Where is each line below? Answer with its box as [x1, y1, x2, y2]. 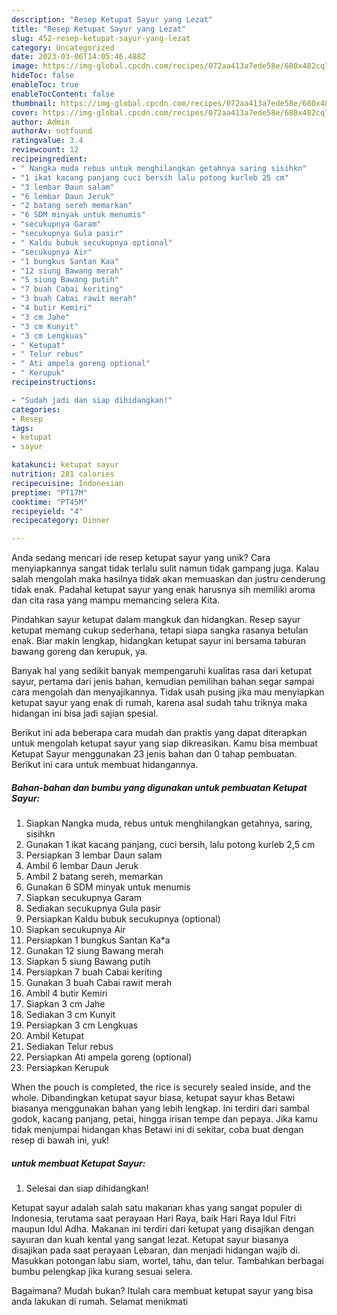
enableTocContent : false [11, 89, 115, 99]
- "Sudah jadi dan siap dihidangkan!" [11, 395, 173, 405]
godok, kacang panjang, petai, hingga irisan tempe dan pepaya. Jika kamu [11, 1113, 318, 1125]
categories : [11, 404, 61, 415]
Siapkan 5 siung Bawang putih [25, 956, 151, 968]
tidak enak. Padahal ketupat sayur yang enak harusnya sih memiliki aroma [11, 584, 316, 596]
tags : [11, 423, 34, 433]
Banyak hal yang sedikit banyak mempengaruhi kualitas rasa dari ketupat [11, 665, 313, 677]
